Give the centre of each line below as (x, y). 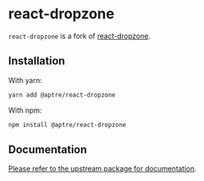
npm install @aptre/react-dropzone (67, 124)
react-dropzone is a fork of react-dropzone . (80, 36)
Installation (37, 61)
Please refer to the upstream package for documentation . (102, 169)
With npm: (25, 110)
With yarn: (25, 80)
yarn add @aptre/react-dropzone (62, 95)
